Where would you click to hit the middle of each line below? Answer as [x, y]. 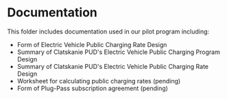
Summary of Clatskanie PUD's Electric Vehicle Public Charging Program [119, 52]
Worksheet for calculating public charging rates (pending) [99, 81]
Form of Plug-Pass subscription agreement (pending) [92, 88]
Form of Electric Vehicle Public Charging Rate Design [92, 44]
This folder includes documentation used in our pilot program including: [108, 31]
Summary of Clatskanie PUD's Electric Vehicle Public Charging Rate [113, 66]
